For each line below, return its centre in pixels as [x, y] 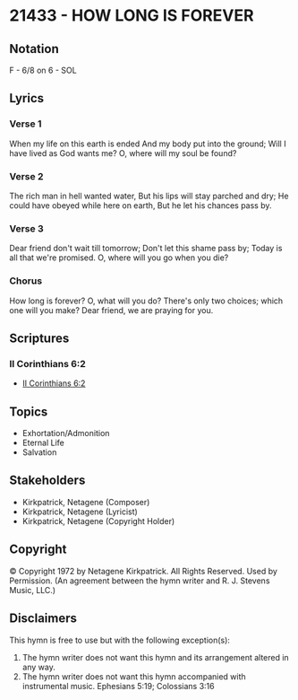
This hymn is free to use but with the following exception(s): [120, 640]
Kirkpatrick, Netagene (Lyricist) [80, 512]
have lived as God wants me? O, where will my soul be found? [123, 153]
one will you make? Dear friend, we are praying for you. [111, 310]
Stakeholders [47, 481]
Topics [29, 411]
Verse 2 [26, 176]
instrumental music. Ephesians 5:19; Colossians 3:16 [118, 686]
